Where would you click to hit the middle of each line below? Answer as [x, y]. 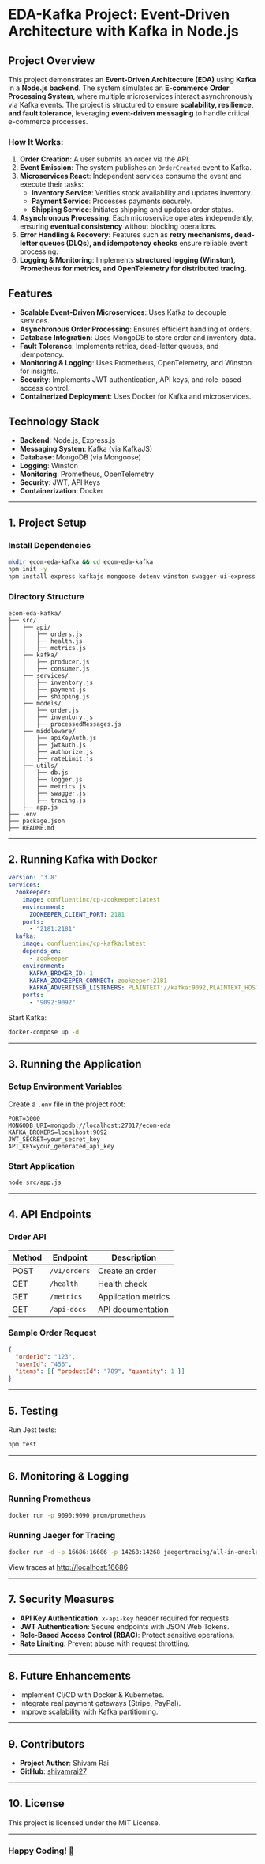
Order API [27, 1237]
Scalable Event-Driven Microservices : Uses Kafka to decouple [123, 312]
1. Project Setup [47, 523]
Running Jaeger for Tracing [62, 1536]
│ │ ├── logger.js [45, 779]
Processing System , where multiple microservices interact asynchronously [131, 96]
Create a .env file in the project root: [67, 1104]
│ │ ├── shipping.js [49, 696]
